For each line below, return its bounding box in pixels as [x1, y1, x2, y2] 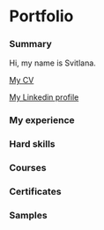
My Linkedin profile [9, 92, 79, 103]
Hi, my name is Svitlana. [9, 57, 97, 68]
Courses [9, 162, 47, 174]
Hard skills [9, 138, 56, 150]
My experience [9, 114, 75, 126]
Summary [9, 38, 53, 50]
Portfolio [9, 6, 74, 27]
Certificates [9, 186, 62, 198]
